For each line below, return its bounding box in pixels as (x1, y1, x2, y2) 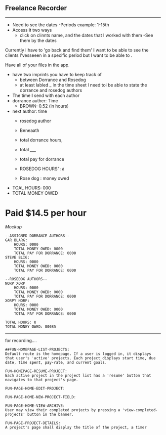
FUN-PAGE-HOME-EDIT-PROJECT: (5, 386, 65, 391)
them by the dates (19, 37, 57, 43)
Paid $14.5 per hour (5, 208, 87, 218)
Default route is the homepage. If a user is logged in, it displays (5, 351, 152, 356)
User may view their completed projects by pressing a (5, 407, 121, 412)
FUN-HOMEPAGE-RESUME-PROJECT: (5, 368, 68, 374)
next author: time (12, 108, 47, 114)
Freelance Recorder (5, 4, 67, 12)
